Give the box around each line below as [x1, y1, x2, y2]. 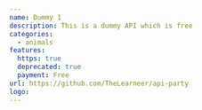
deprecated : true [17, 63, 82, 72]
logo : [9, 87, 29, 96]
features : [9, 46, 46, 55]
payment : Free [17, 71, 69, 80]
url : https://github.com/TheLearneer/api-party [9, 79, 190, 88]
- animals [17, 37, 53, 47]
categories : [9, 29, 53, 38]
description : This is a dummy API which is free [9, 21, 193, 30]
